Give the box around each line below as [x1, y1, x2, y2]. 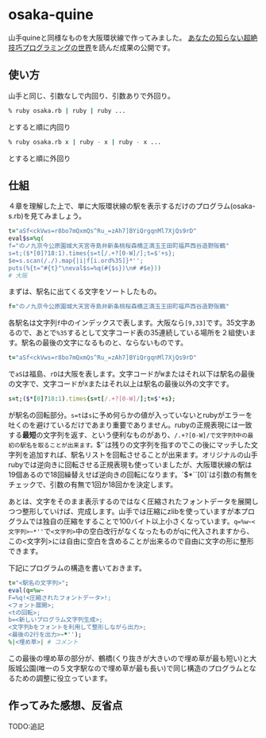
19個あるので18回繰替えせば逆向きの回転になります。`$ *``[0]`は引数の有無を [8, 470, 258, 480]
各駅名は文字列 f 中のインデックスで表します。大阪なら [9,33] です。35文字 [8, 318, 249, 327]
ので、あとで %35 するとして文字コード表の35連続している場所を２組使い [14, 328, 249, 338]
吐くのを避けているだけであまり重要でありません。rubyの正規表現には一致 [8, 420, 253, 430]
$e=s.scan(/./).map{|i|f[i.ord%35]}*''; [8, 257, 145, 265]
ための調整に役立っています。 [14, 673, 112, 682]
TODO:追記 [8, 721, 45, 731]
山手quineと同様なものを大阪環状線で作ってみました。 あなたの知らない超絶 [8, 33, 258, 42]
